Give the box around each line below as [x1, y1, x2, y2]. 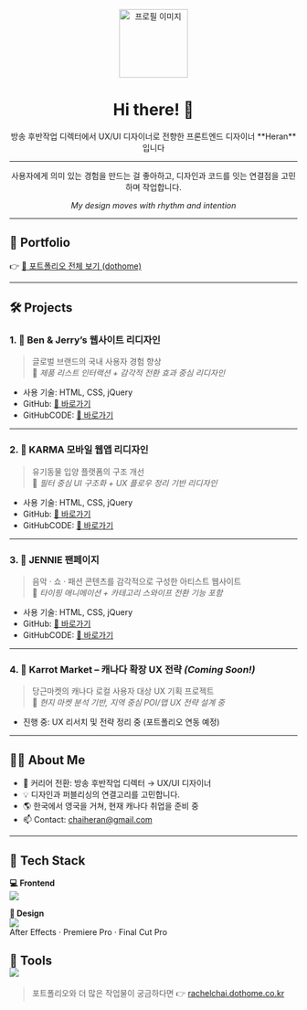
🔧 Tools [9, 953, 53, 969]
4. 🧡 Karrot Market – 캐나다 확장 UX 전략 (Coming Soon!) [9, 663, 256, 675]
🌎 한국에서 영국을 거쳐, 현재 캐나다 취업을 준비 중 [22, 801, 199, 812]
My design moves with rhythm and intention [70, 199, 237, 210]
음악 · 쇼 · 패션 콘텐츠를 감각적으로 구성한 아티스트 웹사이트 [31, 576, 242, 587]
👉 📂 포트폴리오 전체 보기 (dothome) [9, 260, 142, 271]
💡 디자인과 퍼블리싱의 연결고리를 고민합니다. [22, 789, 181, 800]
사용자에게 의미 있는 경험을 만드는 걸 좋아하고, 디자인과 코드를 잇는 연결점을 [10, 170, 280, 181]
